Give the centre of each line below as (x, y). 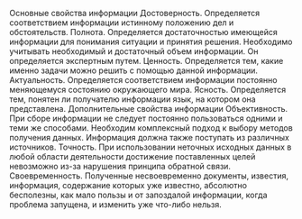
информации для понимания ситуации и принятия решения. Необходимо (151, 41)
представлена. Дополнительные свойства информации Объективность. (149, 109)
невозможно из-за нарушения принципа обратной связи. (120, 166)
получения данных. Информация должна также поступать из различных (150, 137)
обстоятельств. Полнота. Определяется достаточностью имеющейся (143, 32)
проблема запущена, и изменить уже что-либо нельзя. (116, 205)
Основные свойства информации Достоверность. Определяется (135, 13)
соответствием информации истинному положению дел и (122, 23)
